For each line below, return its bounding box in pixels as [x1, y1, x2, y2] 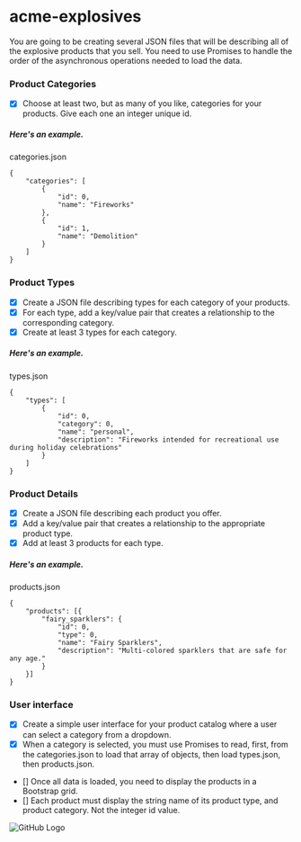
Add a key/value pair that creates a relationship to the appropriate [22, 518, 266, 529]
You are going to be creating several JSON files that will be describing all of [9, 36, 289, 47]
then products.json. [22, 758, 95, 769]
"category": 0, [57, 419, 115, 428]
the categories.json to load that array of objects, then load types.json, [22, 748, 281, 759]
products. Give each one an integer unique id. [22, 108, 192, 119]
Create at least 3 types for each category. [22, 327, 178, 337]
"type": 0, [57, 631, 99, 640]
